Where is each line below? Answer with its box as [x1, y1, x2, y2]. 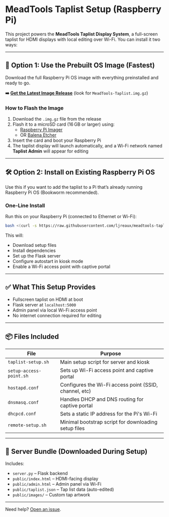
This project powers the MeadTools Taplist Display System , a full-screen [5, 31, 158, 37]
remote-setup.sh [8, 422, 47, 428]
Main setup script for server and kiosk [60, 358, 150, 366]
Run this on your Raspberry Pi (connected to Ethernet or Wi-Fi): [5, 214, 137, 220]
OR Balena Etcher [20, 132, 57, 138]
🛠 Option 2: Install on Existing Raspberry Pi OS [5, 168, 155, 177]
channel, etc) [60, 387, 92, 394]
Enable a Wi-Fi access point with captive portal [12, 264, 111, 270]
